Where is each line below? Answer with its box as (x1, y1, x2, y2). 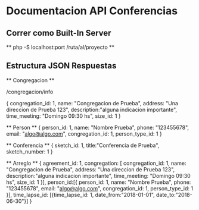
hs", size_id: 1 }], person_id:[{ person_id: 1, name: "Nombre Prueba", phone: (6, 178, 191, 186)
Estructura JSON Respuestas (6, 61, 117, 71)
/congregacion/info (6, 88, 54, 95)
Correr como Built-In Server (6, 28, 111, 38)
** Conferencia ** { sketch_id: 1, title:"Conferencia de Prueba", (6, 142, 160, 149)
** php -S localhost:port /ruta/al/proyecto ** (6, 43, 115, 51)
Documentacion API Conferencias (6, 4, 178, 18)
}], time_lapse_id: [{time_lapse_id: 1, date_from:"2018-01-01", (6, 191, 155, 198)
